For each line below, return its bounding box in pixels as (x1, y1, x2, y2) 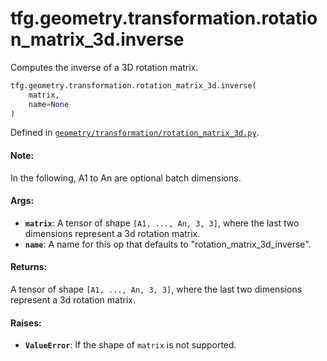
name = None (28, 99, 70, 109)
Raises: (10, 317, 42, 329)
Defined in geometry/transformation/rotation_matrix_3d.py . (10, 127, 260, 139)
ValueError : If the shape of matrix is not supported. (24, 339, 237, 351)
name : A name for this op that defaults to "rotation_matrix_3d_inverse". (24, 238, 312, 250)
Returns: (10, 261, 48, 273)
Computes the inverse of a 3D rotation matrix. (10, 61, 199, 73)
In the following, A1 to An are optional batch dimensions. (10, 172, 242, 184)
